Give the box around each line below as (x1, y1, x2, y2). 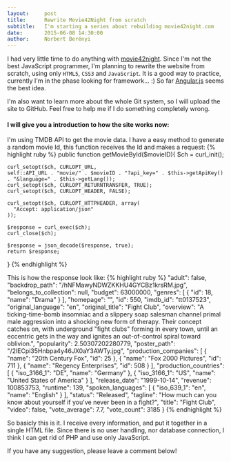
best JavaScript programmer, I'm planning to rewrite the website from (7, 62, 205, 70)
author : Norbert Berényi (7, 36, 91, 43)
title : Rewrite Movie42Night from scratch (7, 17, 147, 23)
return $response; (7, 248, 60, 255)
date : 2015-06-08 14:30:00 (7, 29, 103, 37)
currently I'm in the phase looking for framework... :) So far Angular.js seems (7, 77, 224, 85)
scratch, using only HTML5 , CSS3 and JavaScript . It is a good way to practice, (7, 70, 222, 78)
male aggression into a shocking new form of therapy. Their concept (7, 318, 202, 326)
